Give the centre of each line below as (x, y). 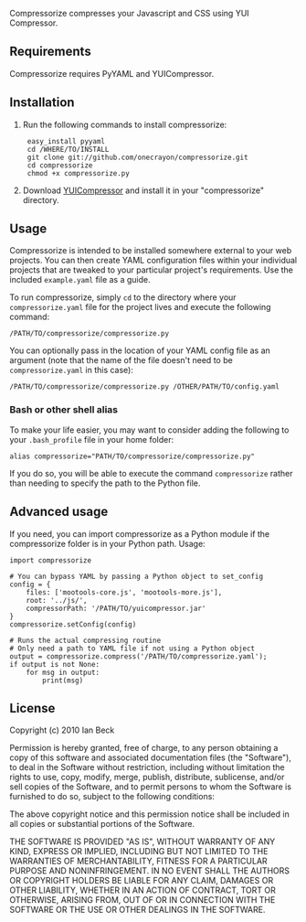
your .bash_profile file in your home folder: (92, 439)
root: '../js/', (57, 600)
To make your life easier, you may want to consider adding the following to (149, 430)
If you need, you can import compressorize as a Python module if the (140, 533)
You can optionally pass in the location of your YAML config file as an (140, 350)
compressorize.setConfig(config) (73, 624)
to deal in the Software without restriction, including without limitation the (147, 767)
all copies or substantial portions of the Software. (102, 824)
